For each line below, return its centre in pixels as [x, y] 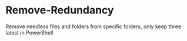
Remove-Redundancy [60, 10]
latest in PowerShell [29, 32]
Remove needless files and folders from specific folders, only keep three [93, 26]
